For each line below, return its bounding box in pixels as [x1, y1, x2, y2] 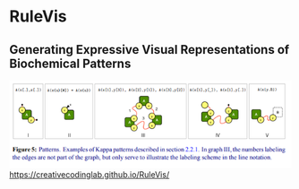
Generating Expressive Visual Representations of [9, 42, 290, 57]
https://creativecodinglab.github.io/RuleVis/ [9, 169, 170, 180]
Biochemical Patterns [9, 56, 132, 71]
